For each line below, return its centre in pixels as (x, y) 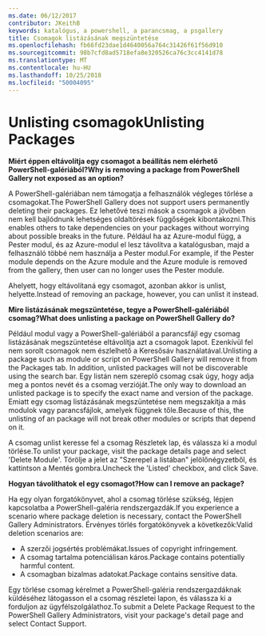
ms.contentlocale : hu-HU (50, 68)
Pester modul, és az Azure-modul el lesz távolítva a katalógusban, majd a (129, 245)
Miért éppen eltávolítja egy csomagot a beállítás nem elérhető (113, 162)
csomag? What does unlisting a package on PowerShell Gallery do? (122, 318)
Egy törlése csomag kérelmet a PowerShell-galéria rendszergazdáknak (125, 590)
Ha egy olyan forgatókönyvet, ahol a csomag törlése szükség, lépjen (121, 499)
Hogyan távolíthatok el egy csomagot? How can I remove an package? (127, 484)
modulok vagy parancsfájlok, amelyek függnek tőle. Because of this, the (126, 410)
